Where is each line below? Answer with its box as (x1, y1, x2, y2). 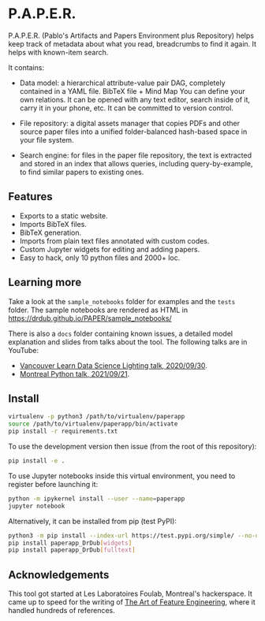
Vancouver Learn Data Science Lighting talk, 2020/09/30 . (19, 360, 207, 370)
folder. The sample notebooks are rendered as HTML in (8, 305, 188, 314)
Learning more (8, 276, 82, 289)
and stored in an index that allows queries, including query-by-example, (19, 158, 254, 168)
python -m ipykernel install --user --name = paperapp (8, 494, 185, 503)
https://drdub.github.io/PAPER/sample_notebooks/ (8, 313, 172, 323)
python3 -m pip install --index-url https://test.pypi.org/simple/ (8, 531, 235, 540)
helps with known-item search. (8, 47, 109, 57)
